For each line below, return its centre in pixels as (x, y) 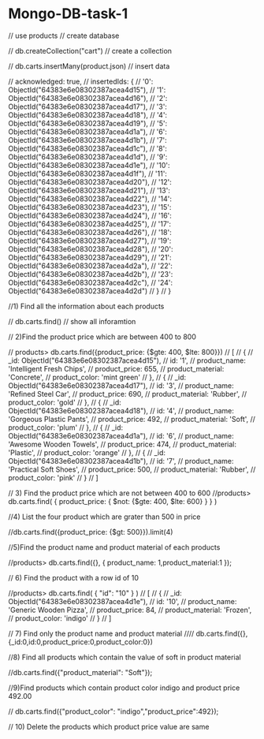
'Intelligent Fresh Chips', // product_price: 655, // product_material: (116, 368)
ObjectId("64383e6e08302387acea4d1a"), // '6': (88, 132)
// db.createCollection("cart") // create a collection (90, 50)
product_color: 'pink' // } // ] (53, 477)
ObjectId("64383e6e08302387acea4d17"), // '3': (88, 106)
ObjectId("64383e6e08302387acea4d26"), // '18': (90, 232)
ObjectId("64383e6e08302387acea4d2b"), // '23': (91, 274)
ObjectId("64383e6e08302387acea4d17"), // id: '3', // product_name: (121, 385)
